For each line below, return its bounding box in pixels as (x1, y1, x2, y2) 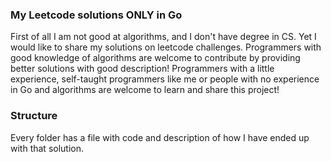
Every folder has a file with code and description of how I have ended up (10, 131, 310, 143)
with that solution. (10, 142, 85, 154)
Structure (10, 109, 58, 123)
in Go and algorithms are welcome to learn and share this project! (10, 84, 280, 96)
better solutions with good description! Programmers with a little (10, 63, 275, 75)
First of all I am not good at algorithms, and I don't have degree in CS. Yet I (10, 31, 317, 43)
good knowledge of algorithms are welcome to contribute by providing (10, 52, 301, 64)
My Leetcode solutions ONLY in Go (10, 8, 183, 22)
